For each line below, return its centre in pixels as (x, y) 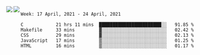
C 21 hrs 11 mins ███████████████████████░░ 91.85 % (108, 25)
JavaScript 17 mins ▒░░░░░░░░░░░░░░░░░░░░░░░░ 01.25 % (108, 40)
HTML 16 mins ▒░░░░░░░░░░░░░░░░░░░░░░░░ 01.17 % (108, 46)
